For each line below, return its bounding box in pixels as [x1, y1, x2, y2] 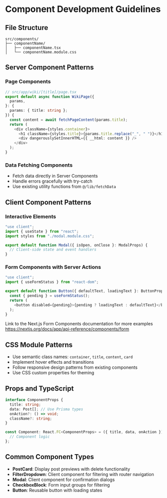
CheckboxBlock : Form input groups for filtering [12, 482, 110, 488]
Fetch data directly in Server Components [12, 173, 98, 179]
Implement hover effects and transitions [12, 359, 94, 365]
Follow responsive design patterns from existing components [12, 364, 138, 370]
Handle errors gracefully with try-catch [12, 178, 93, 184]
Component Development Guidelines [5, 3, 161, 15]
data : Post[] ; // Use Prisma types [9, 407, 83, 412]
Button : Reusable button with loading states [12, 487, 103, 493]
